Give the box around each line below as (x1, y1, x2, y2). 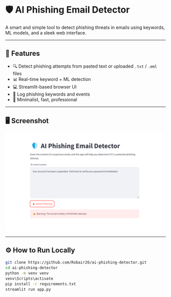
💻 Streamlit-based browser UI (12, 83, 77, 90)
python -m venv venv (5, 271, 49, 276)
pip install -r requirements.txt (5, 281, 76, 286)
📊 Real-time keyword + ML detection (12, 76, 91, 82)
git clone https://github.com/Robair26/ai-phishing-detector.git (5, 260, 147, 265)
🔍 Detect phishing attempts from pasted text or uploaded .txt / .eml (12, 63, 157, 69)
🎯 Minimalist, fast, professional (12, 96, 77, 102)
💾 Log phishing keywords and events (12, 91, 90, 97)
